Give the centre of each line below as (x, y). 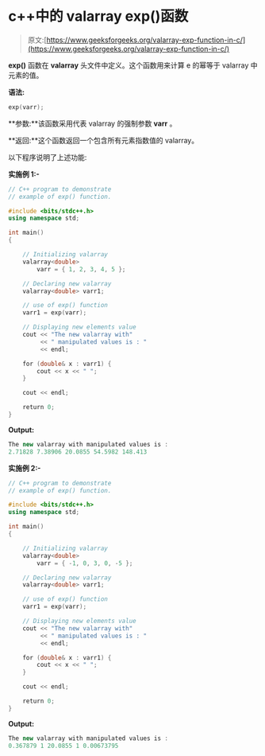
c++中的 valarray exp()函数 (98, 16)
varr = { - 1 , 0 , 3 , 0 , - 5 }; (85, 563)
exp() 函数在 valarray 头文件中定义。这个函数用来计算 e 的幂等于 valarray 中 (133, 65)
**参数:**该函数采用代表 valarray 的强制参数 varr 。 (92, 123)
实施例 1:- (24, 174)
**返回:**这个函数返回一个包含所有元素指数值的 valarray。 (104, 140)
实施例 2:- (25, 468)
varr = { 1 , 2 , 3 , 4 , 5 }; (81, 269)
